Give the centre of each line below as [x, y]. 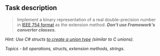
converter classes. [36, 30]
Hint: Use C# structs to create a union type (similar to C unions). [70, 39]
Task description [31, 8]
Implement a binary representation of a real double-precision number [86, 19]
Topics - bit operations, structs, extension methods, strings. [65, 48]
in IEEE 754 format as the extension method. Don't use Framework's [86, 25]
